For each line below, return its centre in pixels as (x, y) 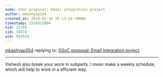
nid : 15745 (16, 28)
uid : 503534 (17, 37)
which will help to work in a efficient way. (46, 69)
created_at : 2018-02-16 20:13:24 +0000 (45, 18)
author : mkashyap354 (26, 14)
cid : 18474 (16, 32)
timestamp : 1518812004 (28, 23)
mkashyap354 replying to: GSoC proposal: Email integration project (72, 50)
